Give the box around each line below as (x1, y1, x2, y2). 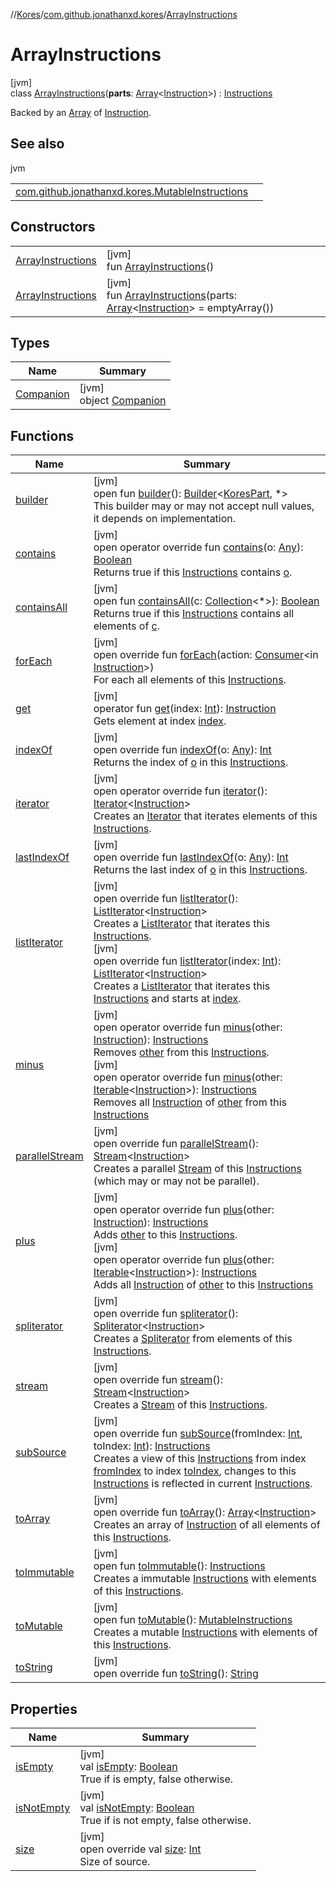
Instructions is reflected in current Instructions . (93, 1477, 313, 1491)
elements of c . (93, 619, 161, 633)
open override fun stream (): (93, 1373, 223, 1387)
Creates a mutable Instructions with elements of (93, 1625, 318, 1639)
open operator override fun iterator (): (93, 784, 268, 798)
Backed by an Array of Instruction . (10, 106, 152, 118)
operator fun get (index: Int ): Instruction (93, 702, 277, 716)
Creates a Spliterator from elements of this (93, 1332, 293, 1346)
